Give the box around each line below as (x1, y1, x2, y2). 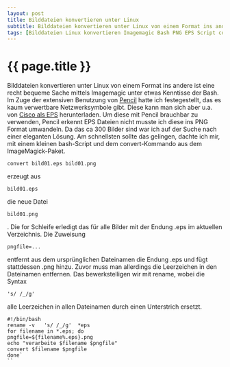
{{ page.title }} (7, 59, 92, 74)
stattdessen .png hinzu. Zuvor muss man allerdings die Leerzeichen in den (7, 263, 217, 271)
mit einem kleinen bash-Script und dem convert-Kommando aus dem (7, 140, 202, 148)
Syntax (7, 277, 27, 285)
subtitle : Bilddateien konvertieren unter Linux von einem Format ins (7, 23, 213, 29)
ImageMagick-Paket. (7, 147, 66, 155)
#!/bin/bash (7, 316, 41, 323)
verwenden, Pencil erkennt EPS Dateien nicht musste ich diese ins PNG (7, 118, 209, 126)
